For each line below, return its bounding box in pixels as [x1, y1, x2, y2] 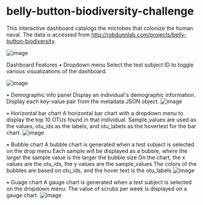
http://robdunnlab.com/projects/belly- [91, 31, 187, 38]
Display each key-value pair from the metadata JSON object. [6, 98, 160, 105]
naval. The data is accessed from [6, 31, 90, 38]
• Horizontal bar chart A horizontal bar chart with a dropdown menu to [6, 109, 183, 117]
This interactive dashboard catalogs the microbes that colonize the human [6, 24, 194, 32]
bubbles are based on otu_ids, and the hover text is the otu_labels [6, 167, 172, 174]
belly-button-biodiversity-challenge [6, 4, 194, 18]
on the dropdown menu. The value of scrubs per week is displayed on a [6, 185, 188, 192]
